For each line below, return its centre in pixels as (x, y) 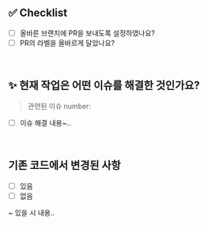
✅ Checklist (38, 13)
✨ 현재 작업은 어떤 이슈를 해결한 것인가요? (104, 86)
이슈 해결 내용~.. (45, 122)
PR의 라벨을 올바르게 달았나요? (67, 43)
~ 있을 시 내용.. (32, 212)
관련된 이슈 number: (59, 106)
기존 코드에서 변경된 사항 (64, 165)
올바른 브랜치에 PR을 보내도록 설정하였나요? (87, 33)
